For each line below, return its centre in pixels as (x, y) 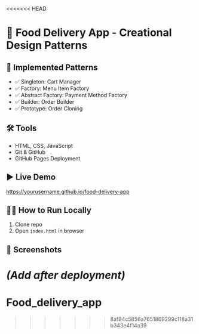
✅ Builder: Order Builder (45, 102)
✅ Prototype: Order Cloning (49, 109)
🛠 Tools (22, 129)
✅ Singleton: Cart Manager (48, 82)
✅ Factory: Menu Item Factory (52, 88)
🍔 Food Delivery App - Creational (89, 33)
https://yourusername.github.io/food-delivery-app (68, 191)
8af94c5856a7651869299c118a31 (151, 319)
